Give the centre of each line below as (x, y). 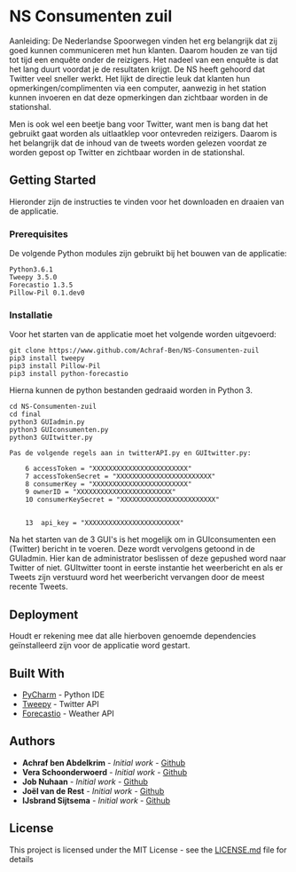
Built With (37, 673)
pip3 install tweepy (47, 358)
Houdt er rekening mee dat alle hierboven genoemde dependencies (133, 636)
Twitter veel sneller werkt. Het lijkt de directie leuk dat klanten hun (130, 78)
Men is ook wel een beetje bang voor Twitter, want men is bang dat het (139, 124)
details (21, 859)
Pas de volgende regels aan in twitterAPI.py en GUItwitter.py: (130, 453)
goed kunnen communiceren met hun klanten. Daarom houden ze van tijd (143, 50)
